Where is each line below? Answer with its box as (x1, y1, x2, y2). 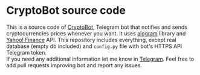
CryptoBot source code (6, 4, 126, 17)
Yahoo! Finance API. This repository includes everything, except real (6, 36, 176, 43)
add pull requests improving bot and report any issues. (6, 61, 143, 69)
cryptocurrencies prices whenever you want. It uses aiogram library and (6, 29, 186, 37)
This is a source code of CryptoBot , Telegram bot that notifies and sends (6, 23, 187, 31)
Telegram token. (6, 49, 47, 56)
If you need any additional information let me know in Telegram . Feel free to (6, 55, 195, 62)
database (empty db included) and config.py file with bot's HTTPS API (6, 43, 182, 50)
